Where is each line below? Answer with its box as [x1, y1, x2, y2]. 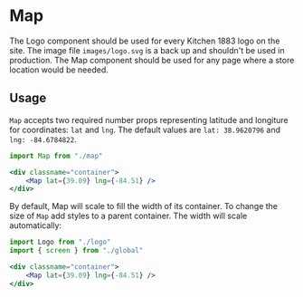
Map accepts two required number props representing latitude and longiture [9, 114, 289, 125]
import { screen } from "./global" [9, 246, 144, 255]
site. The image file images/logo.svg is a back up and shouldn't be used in [9, 44, 285, 55]
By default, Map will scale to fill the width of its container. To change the [9, 201, 279, 212]
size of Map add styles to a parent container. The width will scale [9, 210, 248, 222]
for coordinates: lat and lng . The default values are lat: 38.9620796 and [9, 124, 281, 135]
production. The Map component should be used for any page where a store [9, 54, 295, 65]
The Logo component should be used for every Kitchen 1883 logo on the [9, 35, 280, 46]
